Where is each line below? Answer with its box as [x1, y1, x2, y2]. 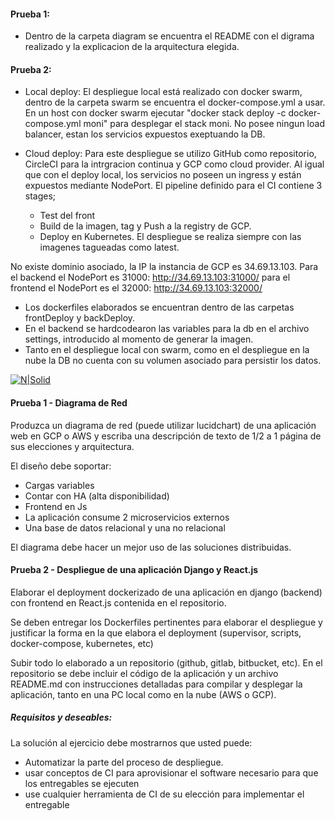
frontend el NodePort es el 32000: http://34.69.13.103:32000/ [10, 282, 263, 294]
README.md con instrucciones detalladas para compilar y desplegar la [10, 678, 303, 690]
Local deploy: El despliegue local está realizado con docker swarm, [24, 86, 303, 98]
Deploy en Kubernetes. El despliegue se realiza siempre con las [39, 231, 302, 243]
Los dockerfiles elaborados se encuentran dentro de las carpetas [24, 301, 295, 314]
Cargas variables [24, 479, 95, 491]
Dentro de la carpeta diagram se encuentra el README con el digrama [24, 30, 315, 42]
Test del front [39, 210, 96, 222]
